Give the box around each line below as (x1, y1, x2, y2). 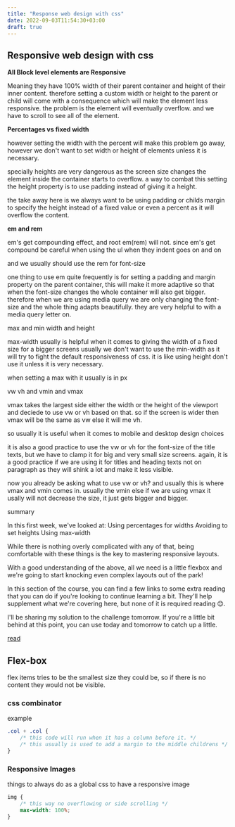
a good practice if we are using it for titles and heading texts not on (7, 458, 202, 466)
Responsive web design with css (7, 49, 154, 61)
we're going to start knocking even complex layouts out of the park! (7, 571, 203, 579)
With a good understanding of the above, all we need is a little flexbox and (7, 563, 222, 572)
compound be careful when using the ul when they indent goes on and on (7, 245, 222, 254)
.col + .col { (7, 728, 49, 735)
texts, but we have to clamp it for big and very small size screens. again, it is (7, 451, 229, 459)
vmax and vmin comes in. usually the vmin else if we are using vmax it (7, 487, 211, 495)
